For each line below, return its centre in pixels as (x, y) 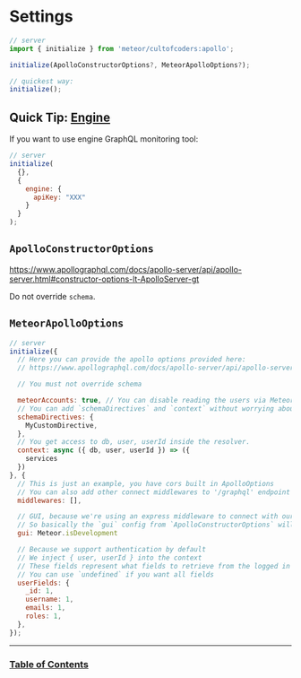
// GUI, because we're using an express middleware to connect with (148, 517)
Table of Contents (49, 664)
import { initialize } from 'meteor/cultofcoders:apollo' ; (122, 48)
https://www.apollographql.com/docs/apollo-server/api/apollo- (125, 269)
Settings (41, 17)
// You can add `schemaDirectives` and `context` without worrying (146, 409)
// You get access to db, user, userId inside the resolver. (134, 442)
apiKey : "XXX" (60, 197)
